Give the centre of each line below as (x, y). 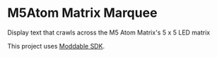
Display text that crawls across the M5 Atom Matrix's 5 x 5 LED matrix (109, 32)
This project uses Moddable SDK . (56, 46)
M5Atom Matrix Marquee (82, 13)
